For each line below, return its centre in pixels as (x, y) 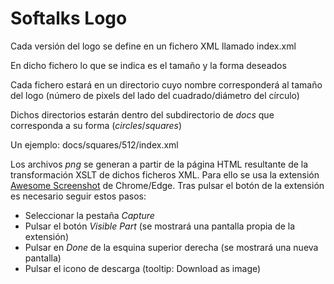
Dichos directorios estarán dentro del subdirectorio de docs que (142, 114)
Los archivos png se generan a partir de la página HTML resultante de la (159, 164)
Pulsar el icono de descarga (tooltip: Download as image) (143, 268)
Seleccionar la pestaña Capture (89, 215)
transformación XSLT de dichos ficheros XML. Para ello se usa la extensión (165, 174)
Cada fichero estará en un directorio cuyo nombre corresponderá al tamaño (166, 84)
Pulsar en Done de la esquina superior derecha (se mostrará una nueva (171, 247)
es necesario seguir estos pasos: (78, 196)
